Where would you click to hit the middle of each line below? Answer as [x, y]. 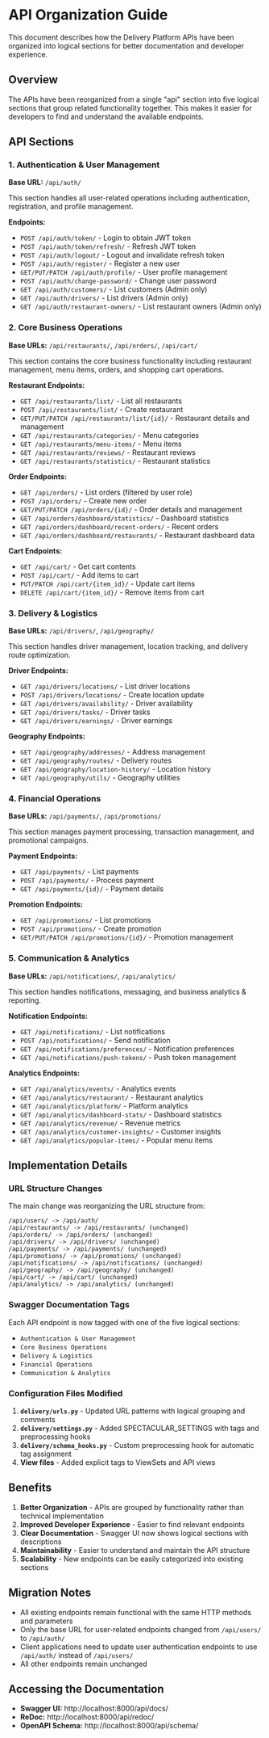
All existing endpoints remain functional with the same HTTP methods [136, 1612]
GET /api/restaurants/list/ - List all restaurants [101, 401]
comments [37, 1419]
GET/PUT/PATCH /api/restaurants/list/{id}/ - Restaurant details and [134, 418]
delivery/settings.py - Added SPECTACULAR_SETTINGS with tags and [139, 1428]
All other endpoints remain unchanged [83, 1664]
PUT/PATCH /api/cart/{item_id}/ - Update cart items [108, 583]
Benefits [30, 1488]
